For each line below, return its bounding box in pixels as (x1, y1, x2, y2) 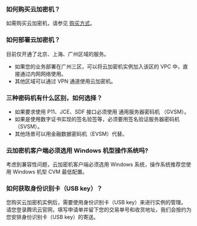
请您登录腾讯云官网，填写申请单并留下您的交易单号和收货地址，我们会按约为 (6, 206, 192, 213)
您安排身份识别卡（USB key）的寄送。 (6, 214, 99, 221)
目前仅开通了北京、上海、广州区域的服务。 (6, 50, 109, 57)
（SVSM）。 (14, 122, 43, 130)
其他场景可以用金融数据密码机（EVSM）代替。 (14, 130, 128, 137)
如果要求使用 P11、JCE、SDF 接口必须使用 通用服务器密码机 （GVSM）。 (14, 108, 190, 115)
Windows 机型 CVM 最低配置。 (12, 168, 88, 175)
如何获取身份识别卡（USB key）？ (6, 184, 103, 192)
